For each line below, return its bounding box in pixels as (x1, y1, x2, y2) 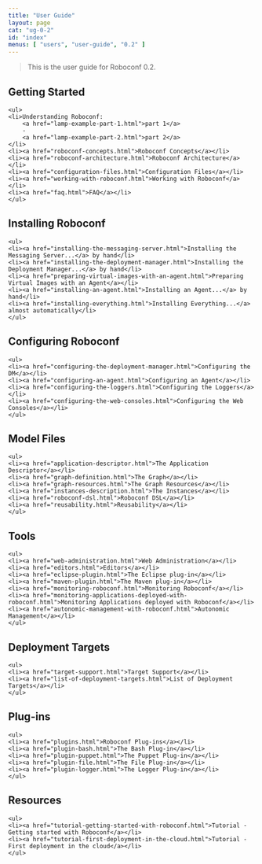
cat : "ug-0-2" (8, 26, 55, 34)
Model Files (8, 432, 66, 445)
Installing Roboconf (8, 217, 106, 231)
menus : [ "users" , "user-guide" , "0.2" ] (8, 41, 146, 49)
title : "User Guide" (8, 11, 76, 20)
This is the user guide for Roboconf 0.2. (27, 62, 156, 72)
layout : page (8, 19, 51, 27)
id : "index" (8, 33, 47, 42)
